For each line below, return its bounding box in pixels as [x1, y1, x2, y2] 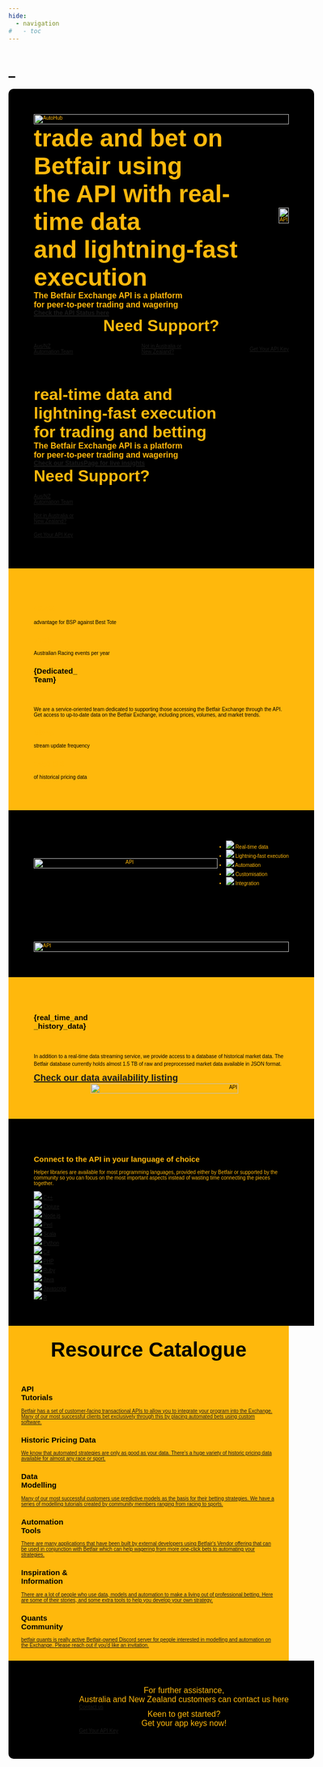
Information [21, 1576, 63, 1586]
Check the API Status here [33, 309, 109, 317]
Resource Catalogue [50, 1338, 247, 1361]
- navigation [15, 19, 60, 28]
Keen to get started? [147, 1710, 221, 1718]
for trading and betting [33, 423, 207, 442]
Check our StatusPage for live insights [33, 459, 146, 468]
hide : [8, 11, 27, 20]
